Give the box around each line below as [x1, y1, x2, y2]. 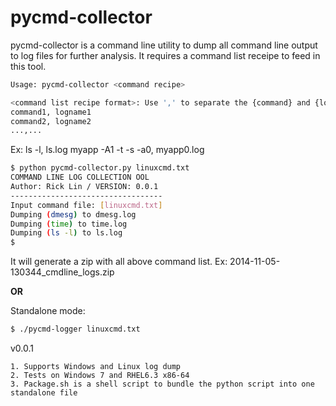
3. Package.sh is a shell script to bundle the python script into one [10, 379, 315, 390]
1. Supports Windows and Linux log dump [10, 362, 182, 372]
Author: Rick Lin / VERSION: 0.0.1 [10, 182, 159, 192]
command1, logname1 [10, 107, 92, 117]
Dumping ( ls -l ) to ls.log [10, 228, 123, 238]
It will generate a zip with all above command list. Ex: [10, 256, 228, 268]
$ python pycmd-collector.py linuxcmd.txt [10, 163, 190, 173]
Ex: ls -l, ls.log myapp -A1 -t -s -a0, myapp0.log [10, 144, 205, 156]
